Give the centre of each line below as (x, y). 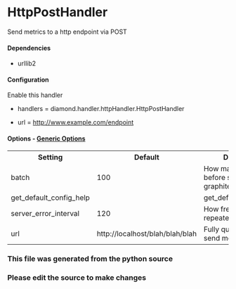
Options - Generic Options (46, 139)
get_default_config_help (50, 198)
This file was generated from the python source (90, 259)
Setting (50, 157)
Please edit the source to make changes (77, 278)
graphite (217, 186)
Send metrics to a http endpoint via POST (67, 32)
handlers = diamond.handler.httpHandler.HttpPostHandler (101, 109)
